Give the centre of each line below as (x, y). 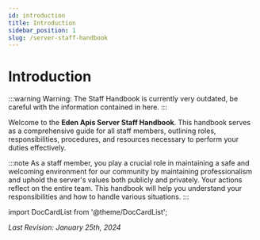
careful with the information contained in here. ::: (88, 107)
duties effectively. (37, 148)
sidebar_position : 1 (42, 30)
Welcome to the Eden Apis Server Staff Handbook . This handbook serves (130, 123)
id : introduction (37, 15)
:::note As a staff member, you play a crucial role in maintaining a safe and (129, 163)
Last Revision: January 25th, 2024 (65, 227)
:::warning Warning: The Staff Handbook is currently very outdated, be (123, 99)
